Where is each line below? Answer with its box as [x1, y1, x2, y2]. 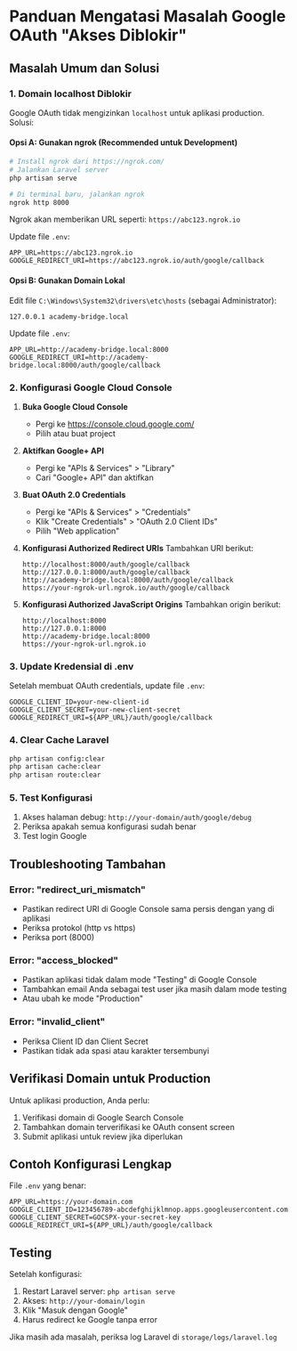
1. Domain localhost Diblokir [9, 87, 132, 100]
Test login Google [21, 831, 87, 842]
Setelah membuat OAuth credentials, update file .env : [9, 680, 205, 691]
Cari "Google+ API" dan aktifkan [35, 472, 154, 483]
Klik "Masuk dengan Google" [21, 1305, 129, 1315]
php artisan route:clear [9, 770, 101, 780]
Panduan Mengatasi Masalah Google [9, 6, 286, 27]
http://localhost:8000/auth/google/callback [21, 559, 190, 569]
